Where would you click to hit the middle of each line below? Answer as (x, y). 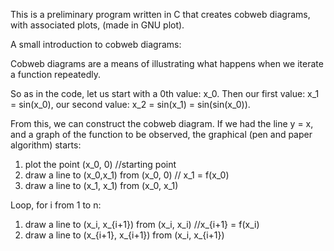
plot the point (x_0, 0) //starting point (100, 164)
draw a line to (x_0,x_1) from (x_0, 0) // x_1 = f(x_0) (127, 175)
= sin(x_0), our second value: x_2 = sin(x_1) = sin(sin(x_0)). (130, 104)
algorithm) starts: (46, 145)
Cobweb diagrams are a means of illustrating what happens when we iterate (167, 63)
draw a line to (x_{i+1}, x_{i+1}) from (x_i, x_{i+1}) (124, 235)
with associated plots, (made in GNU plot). (97, 25)
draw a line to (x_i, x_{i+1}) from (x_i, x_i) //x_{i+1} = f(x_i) (142, 224)
